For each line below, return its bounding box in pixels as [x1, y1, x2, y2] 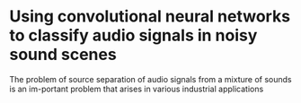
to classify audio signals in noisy [9, 25, 258, 46]
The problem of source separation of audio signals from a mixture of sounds [9, 73, 292, 84]
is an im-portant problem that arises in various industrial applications [9, 83, 264, 94]
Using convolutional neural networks [9, 6, 290, 27]
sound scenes [9, 45, 117, 64]
